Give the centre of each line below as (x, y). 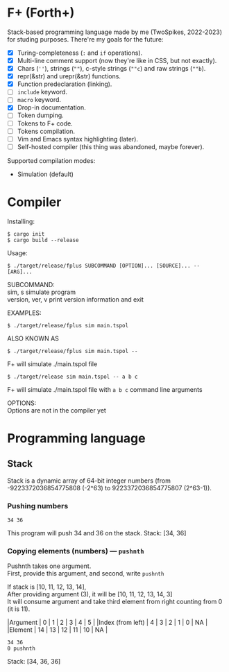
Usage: (17, 253)
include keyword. (42, 92)
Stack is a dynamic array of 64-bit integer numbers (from (89, 481)
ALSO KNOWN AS (33, 338)
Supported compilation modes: (51, 160)
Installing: (21, 221)
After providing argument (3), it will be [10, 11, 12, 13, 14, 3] (90, 594)
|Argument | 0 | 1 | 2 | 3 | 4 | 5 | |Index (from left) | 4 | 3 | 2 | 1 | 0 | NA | (108, 623)
